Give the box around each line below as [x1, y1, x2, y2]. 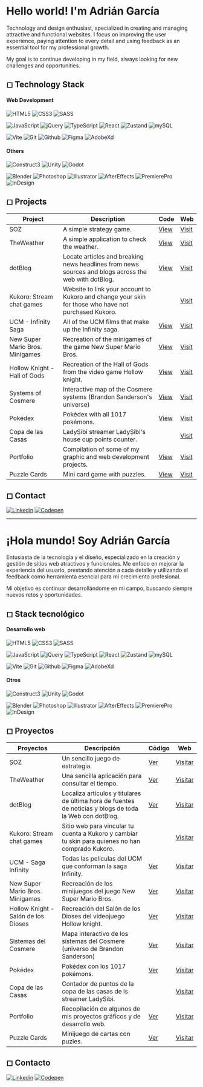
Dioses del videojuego [61, 912, 125, 920]
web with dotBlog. [62, 275, 114, 283]
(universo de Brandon [61, 944, 124, 953]
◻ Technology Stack [6, 80, 85, 90]
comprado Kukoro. [61, 844, 115, 853]
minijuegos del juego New [61, 887, 135, 895]
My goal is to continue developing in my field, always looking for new [6, 55, 178, 63]
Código [148, 743, 170, 752]
